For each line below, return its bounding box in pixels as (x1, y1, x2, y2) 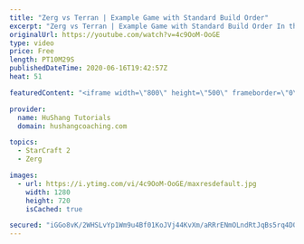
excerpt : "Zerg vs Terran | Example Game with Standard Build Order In (9, 22, 285, 31)
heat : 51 (9, 72, 43, 81)
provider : (9, 105, 47, 114)
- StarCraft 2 (17, 146, 71, 155)
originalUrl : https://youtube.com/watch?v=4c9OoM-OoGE (9, 30, 221, 39)
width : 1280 (25, 187, 71, 197)
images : (9, 171, 39, 180)
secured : (9, 221, 43, 230)
